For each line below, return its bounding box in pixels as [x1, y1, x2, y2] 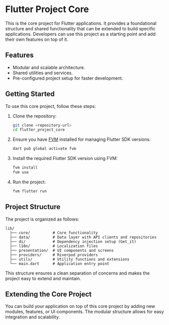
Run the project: [12, 179, 46, 185]
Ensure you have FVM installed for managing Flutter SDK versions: [12, 136, 151, 142]
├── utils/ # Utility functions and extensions [10, 256, 130, 262]
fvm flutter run [12, 188, 47, 194]
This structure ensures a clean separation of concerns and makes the [5, 270, 150, 276]
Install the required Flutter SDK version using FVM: [12, 155, 118, 161]
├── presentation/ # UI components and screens [10, 248, 114, 253]
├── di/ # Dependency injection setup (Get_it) [10, 239, 137, 244]
